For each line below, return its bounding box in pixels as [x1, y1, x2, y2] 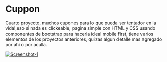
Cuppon [5, 3, 40, 15]
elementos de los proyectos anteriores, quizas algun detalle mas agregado [5, 36, 162, 42]
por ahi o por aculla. [5, 41, 47, 47]
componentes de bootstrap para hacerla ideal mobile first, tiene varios [5, 30, 154, 37]
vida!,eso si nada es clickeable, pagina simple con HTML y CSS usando [5, 25, 156, 31]
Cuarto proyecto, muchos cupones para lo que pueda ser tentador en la [5, 20, 157, 26]
